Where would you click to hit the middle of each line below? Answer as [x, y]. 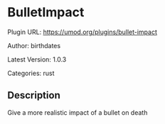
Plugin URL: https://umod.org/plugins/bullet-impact [82, 32]
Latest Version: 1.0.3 [37, 59]
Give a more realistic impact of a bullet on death [78, 112]
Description [34, 95]
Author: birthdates [34, 45]
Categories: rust [31, 73]
